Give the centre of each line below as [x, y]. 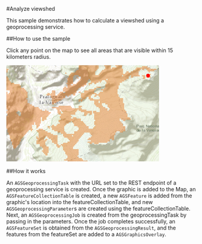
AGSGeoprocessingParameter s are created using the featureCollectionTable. [98, 209]
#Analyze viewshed [31, 9]
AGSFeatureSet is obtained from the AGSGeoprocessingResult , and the [91, 228]
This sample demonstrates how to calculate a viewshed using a [85, 20]
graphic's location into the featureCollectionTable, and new [80, 202]
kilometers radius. [29, 57]
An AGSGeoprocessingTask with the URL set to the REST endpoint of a [91, 183]
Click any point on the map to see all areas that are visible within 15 [90, 50]
